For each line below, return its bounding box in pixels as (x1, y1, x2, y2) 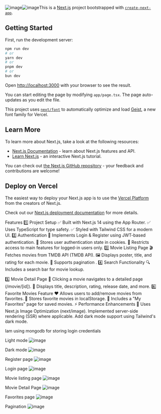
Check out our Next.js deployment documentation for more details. (5, 210, 139, 216)
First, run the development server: (5, 37, 73, 42)
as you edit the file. (22, 97, 61, 102)
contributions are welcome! (5, 168, 60, 174)
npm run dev (5, 46, 29, 51)
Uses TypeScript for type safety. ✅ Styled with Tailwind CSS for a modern (5, 226, 153, 232)
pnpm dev (5, 64, 23, 69)
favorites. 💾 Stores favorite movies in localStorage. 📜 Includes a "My (5, 296, 142, 301)
